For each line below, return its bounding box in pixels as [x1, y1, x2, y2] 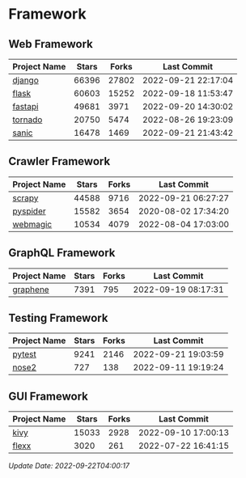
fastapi [12, 101, 39, 112]
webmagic [12, 218, 53, 230]
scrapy [12, 192, 39, 203]
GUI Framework [8, 389, 89, 403]
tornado [12, 114, 43, 125]
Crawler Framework [8, 154, 111, 168]
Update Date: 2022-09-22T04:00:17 [8, 461, 130, 471]
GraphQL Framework [8, 246, 116, 260]
